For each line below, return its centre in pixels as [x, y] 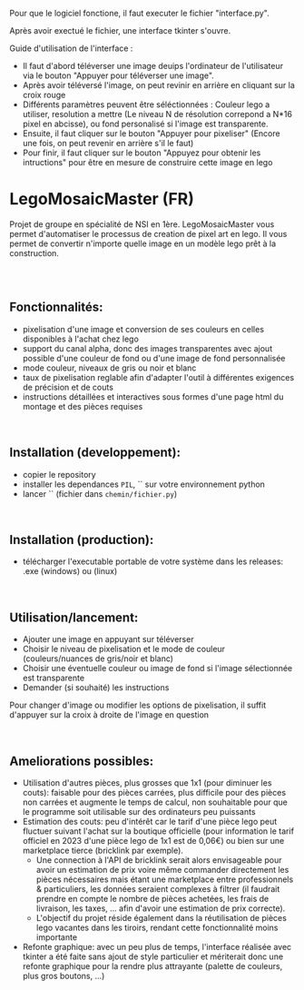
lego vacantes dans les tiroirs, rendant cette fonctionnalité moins [157, 927]
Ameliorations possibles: [82, 761]
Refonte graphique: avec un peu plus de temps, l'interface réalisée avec [157, 947]
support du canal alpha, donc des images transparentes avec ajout [147, 348]
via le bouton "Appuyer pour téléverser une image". [118, 75]
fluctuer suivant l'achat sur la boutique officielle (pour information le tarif [158, 831]
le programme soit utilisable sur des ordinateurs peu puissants [139, 812]
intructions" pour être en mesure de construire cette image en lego [147, 162]
